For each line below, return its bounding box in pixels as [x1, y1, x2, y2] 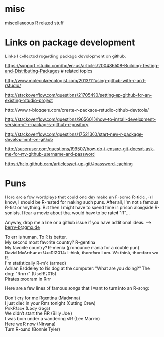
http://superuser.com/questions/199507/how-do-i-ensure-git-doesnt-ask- [5, 146, 155, 152]
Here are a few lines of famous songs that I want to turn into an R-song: [5, 285, 149, 291]
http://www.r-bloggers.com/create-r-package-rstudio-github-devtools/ [5, 107, 149, 112]
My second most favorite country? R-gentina [5, 239, 95, 245]
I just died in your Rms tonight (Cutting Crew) [5, 300, 96, 306]
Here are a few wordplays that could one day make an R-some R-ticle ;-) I [5, 194, 154, 200]
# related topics [60, 68, 93, 74]
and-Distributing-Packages [5, 68, 60, 74]
